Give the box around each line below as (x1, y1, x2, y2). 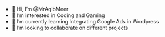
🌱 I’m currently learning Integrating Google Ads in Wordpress (11, 18, 160, 25)
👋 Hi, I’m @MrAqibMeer (11, 6, 69, 12)
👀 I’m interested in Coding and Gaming (11, 12, 105, 19)
